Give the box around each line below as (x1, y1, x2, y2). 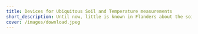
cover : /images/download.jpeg (6, 19, 81, 25)
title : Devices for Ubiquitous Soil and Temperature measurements (6, 8, 173, 14)
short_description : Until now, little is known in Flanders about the (6, 14, 183, 20)
